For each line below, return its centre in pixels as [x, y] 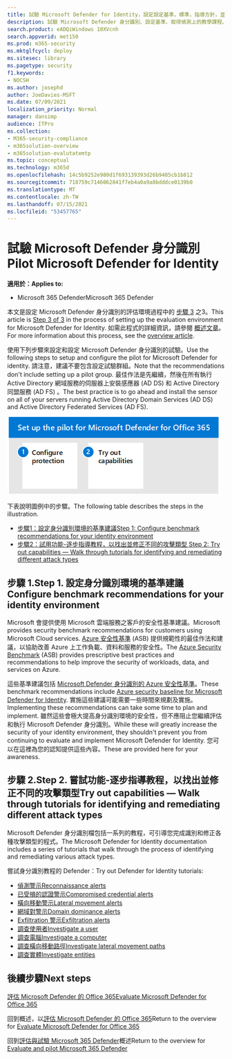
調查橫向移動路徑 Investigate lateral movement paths [91, 946]
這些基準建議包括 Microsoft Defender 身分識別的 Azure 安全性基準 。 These [113, 684]
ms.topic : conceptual [38, 160]
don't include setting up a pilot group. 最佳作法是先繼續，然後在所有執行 [110, 375]
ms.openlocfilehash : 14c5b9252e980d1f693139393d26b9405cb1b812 [100, 175]
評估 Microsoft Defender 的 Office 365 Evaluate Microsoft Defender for [107, 996]
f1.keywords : [26, 73]
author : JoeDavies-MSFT [41, 95]
